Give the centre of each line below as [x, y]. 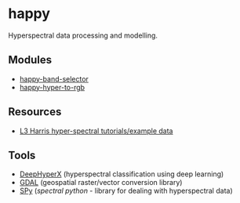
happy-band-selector [54, 78]
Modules [30, 60]
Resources [35, 112]
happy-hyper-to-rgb [52, 87]
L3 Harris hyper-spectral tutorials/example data [96, 131]
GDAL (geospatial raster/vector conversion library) [101, 183]
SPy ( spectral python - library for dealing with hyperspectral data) [126, 191]
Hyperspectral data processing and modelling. [83, 35]
